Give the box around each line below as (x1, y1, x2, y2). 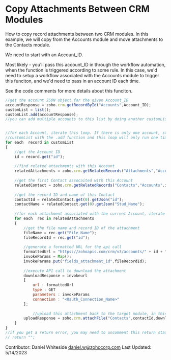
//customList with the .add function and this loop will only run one (5, 135, 158, 141)
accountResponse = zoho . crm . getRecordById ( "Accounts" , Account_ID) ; (5, 102, 152, 107)
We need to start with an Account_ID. (5, 52, 83, 58)
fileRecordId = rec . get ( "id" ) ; (23, 235, 90, 240)
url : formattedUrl (32, 282, 74, 288)
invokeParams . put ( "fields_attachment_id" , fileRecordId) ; (23, 259, 147, 264)
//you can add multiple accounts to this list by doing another (5, 117, 145, 122)
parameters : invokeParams (32, 292, 90, 297)
